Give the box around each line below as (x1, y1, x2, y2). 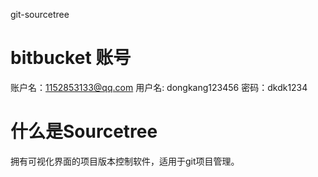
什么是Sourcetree (10, 120, 158, 143)
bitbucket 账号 (10, 47, 132, 69)
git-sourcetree (10, 9, 70, 20)
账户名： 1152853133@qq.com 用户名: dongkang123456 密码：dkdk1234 (10, 81, 308, 93)
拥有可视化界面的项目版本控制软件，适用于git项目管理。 (10, 155, 240, 167)
